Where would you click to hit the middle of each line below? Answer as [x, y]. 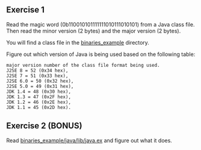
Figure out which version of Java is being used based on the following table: [101, 54]
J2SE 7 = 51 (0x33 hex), [37, 76]
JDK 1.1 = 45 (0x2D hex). [39, 107]
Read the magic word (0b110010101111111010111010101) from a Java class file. [100, 24]
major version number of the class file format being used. [83, 65]
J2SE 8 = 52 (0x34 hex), [37, 70]
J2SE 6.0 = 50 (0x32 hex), [40, 81]
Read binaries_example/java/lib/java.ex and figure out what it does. [89, 140]
